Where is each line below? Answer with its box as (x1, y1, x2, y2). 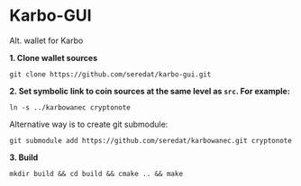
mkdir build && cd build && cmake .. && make (9, 169, 183, 178)
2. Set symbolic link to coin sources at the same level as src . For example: (9, 85, 290, 96)
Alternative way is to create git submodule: (9, 119, 169, 129)
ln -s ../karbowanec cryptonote (9, 102, 131, 112)
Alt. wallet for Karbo (9, 35, 84, 46)
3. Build (9, 152, 39, 163)
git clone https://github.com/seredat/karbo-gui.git (9, 69, 212, 79)
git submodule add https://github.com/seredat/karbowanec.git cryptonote (9, 136, 293, 145)
